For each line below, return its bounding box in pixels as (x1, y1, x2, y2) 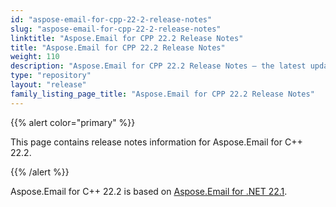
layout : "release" (10, 80, 87, 90)
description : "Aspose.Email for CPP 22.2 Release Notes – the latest (10, 61, 307, 71)
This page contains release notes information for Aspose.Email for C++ (10, 136, 303, 148)
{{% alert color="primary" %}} (10, 116, 136, 128)
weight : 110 (10, 52, 60, 62)
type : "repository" (10, 71, 92, 81)
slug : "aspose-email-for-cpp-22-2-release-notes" (10, 24, 222, 34)
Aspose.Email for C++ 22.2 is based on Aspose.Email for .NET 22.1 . (10, 185, 288, 197)
